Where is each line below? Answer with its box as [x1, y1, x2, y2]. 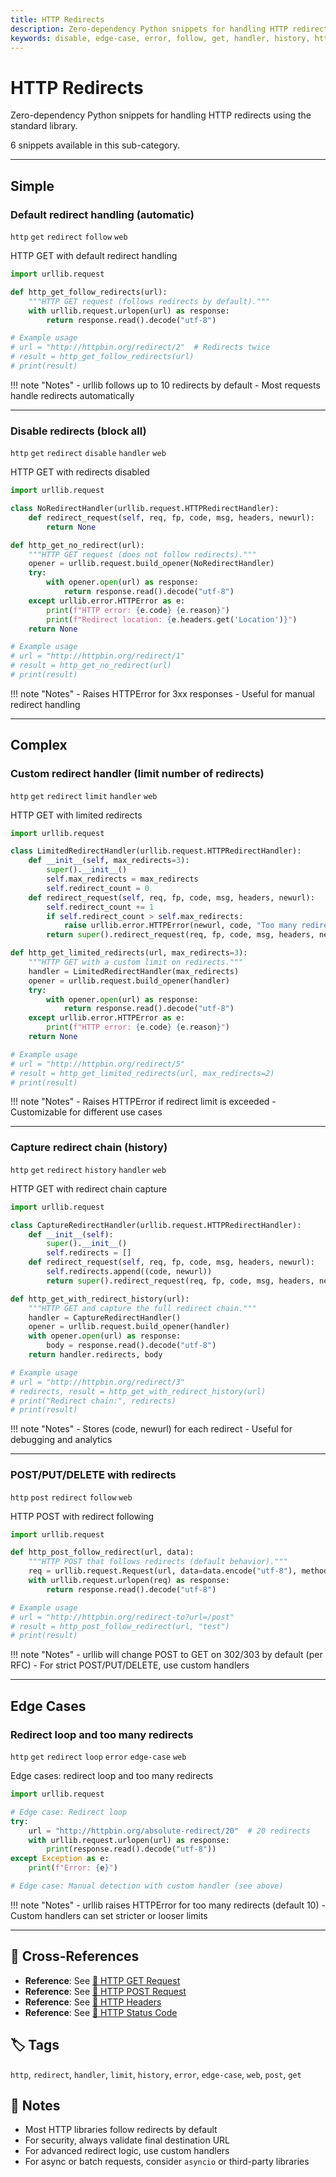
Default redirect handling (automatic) [10, 207, 195, 221]
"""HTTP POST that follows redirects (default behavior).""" [28, 1557, 288, 1567]
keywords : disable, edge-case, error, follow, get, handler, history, [10, 33, 311, 43]
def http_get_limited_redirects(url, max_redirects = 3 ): [10, 948, 248, 958]
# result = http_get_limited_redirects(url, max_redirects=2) [10, 1068, 275, 1078]
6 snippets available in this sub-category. [10, 139, 180, 151]
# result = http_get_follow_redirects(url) [10, 352, 195, 362]
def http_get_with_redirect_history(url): [10, 1294, 190, 1304]
